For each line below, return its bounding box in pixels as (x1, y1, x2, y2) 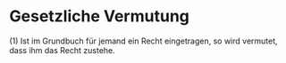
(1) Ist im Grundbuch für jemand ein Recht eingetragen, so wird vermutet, (9, 35, 279, 46)
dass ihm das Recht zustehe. (9, 44, 116, 55)
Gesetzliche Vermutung (9, 6, 190, 27)
